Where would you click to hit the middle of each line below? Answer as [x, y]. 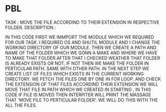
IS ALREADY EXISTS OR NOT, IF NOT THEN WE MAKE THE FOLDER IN [77, 63]
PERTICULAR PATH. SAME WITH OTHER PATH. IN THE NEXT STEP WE [77, 68]
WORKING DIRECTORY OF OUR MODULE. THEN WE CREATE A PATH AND [81, 47]
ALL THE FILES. [21, 105]
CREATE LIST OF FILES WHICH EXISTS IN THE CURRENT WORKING [75, 74]
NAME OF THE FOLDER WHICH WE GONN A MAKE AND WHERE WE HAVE [81, 53]
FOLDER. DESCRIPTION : [30, 27]
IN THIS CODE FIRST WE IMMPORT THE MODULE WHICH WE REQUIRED [80, 37]
